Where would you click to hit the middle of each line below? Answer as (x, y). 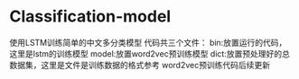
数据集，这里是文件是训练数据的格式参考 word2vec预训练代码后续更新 (140, 65)
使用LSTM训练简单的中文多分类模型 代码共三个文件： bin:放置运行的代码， (148, 42)
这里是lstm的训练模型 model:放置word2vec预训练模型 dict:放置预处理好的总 (150, 53)
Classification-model (90, 17)
